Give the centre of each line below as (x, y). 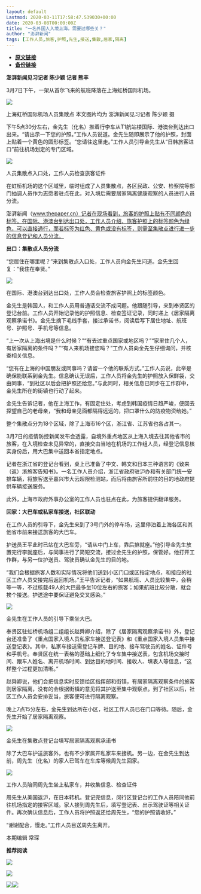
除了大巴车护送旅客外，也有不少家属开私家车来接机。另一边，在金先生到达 (98, 753)
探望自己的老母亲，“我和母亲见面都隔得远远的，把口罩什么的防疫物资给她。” (99, 411)
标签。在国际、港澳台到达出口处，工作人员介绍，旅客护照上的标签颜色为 (95, 221)
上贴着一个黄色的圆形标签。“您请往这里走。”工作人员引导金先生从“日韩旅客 (98, 142)
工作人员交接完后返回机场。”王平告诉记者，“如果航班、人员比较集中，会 (99, 580)
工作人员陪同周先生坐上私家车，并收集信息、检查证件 (72, 785)
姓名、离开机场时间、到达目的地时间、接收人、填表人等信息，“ (109, 661)
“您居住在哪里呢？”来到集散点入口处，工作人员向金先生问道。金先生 (90, 261)
